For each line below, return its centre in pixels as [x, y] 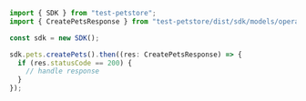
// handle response [63, 71]
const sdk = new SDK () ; [55, 38]
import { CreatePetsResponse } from [79, 21]
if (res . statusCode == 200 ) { [75, 63]
